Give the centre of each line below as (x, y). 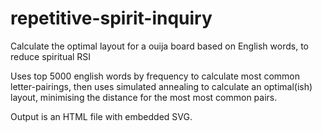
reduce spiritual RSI (51, 56)
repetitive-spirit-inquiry (111, 18)
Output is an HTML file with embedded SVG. (101, 116)
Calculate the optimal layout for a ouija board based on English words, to (159, 46)
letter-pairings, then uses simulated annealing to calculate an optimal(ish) (161, 86)
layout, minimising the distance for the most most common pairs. (144, 97)
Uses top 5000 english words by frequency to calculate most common (155, 76)
